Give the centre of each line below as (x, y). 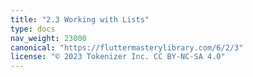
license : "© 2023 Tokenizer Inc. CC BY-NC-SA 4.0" (118, 57)
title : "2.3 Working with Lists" (80, 19)
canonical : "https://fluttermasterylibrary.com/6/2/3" (127, 47)
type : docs (33, 29)
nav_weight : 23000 (48, 38)
